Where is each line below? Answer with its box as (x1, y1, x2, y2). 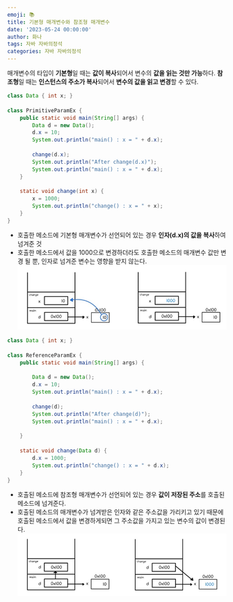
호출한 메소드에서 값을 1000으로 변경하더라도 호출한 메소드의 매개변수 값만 (17, 248, 219, 256)
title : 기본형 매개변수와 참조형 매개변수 (7, 18, 110, 26)
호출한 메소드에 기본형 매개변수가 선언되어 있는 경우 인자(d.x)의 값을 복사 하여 (17, 231, 226, 239)
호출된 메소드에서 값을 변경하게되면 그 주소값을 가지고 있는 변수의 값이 (17, 516, 207, 525)
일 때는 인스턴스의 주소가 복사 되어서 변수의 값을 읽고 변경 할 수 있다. (18, 77, 199, 86)
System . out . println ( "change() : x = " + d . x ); (32, 462, 170, 469)
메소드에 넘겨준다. (17, 499, 66, 507)
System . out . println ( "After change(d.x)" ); (32, 158, 157, 165)
